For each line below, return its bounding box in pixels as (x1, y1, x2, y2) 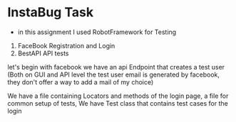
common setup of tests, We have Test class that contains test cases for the (7, 99, 228, 107)
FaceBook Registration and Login (17, 41, 116, 50)
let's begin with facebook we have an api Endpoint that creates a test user (7, 62, 225, 71)
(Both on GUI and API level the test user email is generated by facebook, (7, 70, 220, 79)
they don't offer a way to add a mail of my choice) (7, 77, 154, 86)
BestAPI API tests (17, 49, 69, 57)
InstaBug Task (7, 4, 94, 21)
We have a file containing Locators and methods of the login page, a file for (7, 91, 229, 100)
